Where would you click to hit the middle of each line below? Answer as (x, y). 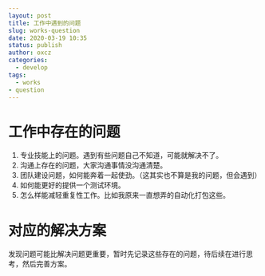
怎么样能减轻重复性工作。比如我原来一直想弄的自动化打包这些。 (125, 195)
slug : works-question (44, 30)
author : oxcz (30, 53)
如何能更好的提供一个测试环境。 (72, 185)
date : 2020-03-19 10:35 (48, 38)
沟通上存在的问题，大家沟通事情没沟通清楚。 (93, 165)
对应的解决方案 (57, 230)
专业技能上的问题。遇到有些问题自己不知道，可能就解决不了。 (121, 156)
